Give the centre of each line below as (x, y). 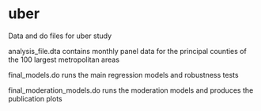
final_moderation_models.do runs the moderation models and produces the (131, 90)
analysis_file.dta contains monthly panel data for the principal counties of (127, 51)
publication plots (35, 98)
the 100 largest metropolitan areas (64, 59)
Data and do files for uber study (60, 36)
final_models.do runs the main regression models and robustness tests (123, 75)
